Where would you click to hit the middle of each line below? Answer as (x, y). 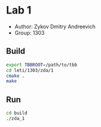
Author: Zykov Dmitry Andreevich (55, 26)
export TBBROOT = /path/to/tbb (42, 65)
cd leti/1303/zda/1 (30, 70)
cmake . (16, 76)
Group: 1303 (30, 32)
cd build (17, 113)
